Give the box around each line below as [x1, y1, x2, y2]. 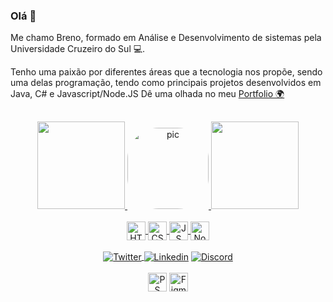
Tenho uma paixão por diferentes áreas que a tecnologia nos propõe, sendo [10, 66, 323, 78]
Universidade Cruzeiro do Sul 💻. [10, 43, 146, 55]
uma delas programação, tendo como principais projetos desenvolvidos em [10, 77, 322, 89]
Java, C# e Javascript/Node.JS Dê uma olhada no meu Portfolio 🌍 [10, 88, 285, 100]
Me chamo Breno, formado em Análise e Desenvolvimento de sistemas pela [10, 32, 322, 44]
